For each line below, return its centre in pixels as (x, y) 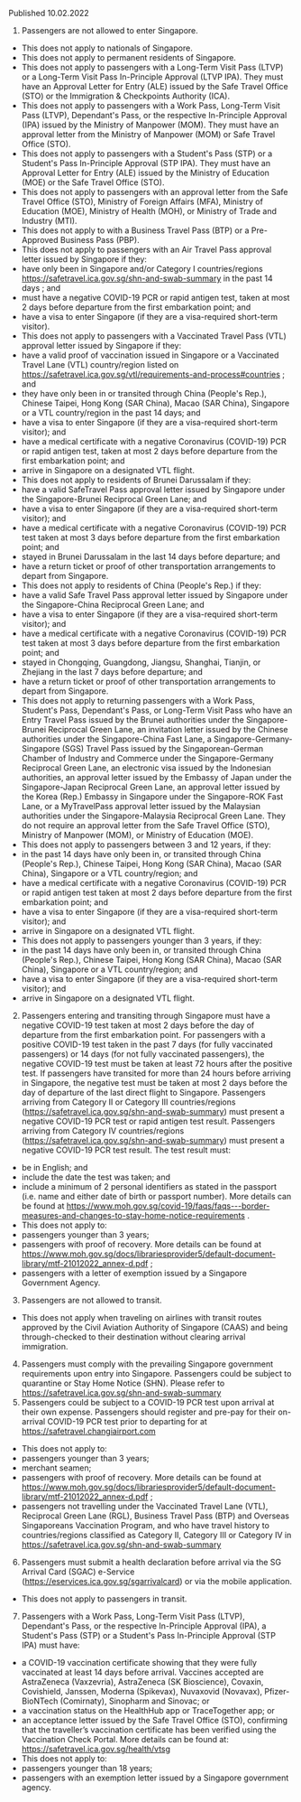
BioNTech (40, 1701)
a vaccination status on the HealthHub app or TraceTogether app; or (148, 1710)
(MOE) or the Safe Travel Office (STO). (93, 182)
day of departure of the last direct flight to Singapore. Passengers (144, 1092)
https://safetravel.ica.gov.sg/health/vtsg (96, 1749)
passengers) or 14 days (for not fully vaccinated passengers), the (143, 1054)
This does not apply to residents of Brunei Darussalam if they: (136, 480)
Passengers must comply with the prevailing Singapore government (147, 1364)
